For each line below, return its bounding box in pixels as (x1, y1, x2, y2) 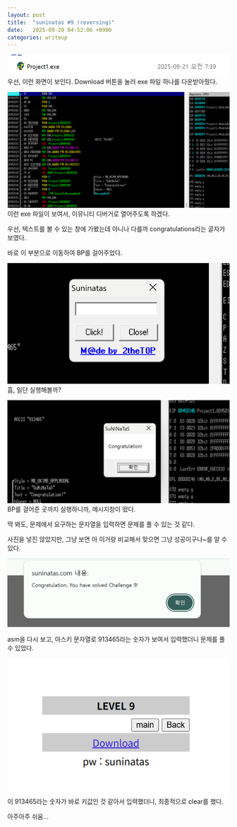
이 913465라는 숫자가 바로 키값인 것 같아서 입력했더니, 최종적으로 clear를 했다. (7, 797, 224, 806)
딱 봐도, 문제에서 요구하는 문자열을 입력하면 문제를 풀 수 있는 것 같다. (7, 520, 195, 528)
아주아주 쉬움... (7, 812, 49, 821)
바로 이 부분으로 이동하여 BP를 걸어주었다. (7, 248, 123, 257)
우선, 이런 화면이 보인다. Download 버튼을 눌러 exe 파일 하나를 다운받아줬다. (7, 77, 218, 86)
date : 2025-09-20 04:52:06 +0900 (7, 26, 112, 33)
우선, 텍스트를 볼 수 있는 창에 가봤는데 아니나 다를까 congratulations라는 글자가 (7, 224, 226, 233)
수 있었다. (7, 644, 34, 652)
